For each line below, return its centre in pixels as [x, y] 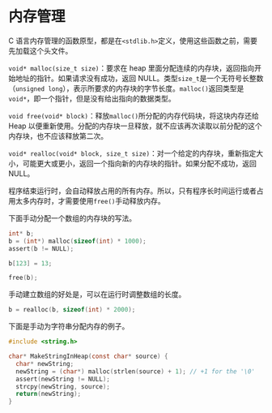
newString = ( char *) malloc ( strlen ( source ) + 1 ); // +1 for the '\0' [135, 371]
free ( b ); [23, 278]
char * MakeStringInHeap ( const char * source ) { [88, 357]
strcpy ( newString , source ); [63, 386]
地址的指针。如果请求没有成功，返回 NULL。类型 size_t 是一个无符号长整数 [139, 78]
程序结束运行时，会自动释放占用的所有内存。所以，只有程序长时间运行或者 [132, 191]
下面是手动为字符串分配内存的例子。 [69, 326]
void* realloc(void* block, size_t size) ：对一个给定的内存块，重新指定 [132, 153]
